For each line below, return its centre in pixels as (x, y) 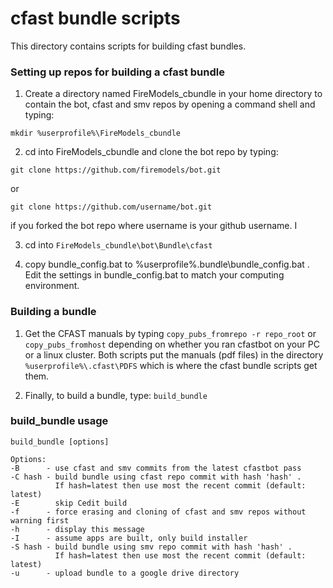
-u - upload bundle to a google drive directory (125, 573)
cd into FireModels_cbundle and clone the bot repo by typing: (151, 152)
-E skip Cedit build (69, 503)
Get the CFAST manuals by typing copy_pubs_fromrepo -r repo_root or (170, 333)
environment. (52, 286)
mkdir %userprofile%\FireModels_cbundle (96, 133)
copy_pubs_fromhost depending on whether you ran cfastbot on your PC (172, 344)
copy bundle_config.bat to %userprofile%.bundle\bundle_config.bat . (167, 264)
